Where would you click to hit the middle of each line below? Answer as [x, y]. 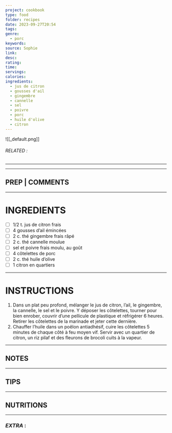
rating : [14, 63]
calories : [16, 77]
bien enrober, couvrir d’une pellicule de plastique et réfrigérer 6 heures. [88, 316]
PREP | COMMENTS [37, 182]
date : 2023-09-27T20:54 [31, 24]
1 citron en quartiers [34, 265]
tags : [11, 29]
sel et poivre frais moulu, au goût [48, 248]
